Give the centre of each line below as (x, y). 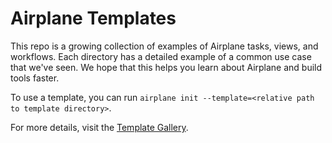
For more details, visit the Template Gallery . (99, 127)
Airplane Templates (93, 18)
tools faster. (35, 78)
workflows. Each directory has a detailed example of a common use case (161, 56)
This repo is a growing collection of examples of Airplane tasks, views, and (164, 46)
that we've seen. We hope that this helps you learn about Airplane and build (166, 67)
